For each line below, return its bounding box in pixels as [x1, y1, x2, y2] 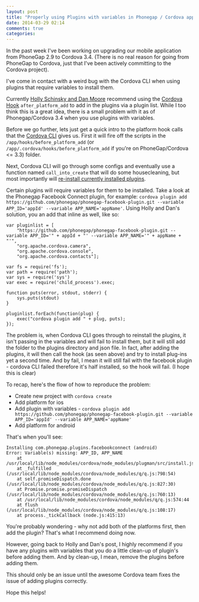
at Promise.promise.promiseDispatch [17, 487, 108, 493]
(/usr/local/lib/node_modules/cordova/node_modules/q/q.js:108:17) [6, 508, 176, 513]
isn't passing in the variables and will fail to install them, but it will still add [6, 338, 185, 345]
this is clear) [6, 370, 37, 377]
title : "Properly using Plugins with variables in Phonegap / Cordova [6, 14, 184, 20]
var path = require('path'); [6, 269, 78, 275]
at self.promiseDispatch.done [17, 476, 92, 482]
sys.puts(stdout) [17, 295, 60, 301]
